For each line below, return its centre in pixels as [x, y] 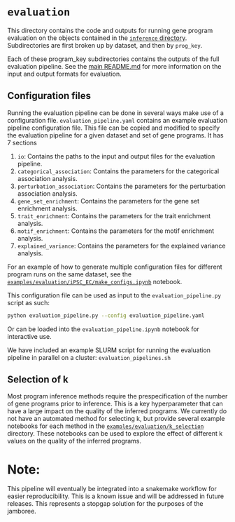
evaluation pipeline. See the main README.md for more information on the [114, 66]
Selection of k [38, 380]
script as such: [29, 302]
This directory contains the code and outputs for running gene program [110, 30]
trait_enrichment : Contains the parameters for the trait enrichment [114, 215]
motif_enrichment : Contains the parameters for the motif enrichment [116, 231]
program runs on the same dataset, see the [69, 274]
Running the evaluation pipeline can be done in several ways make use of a [115, 113]
